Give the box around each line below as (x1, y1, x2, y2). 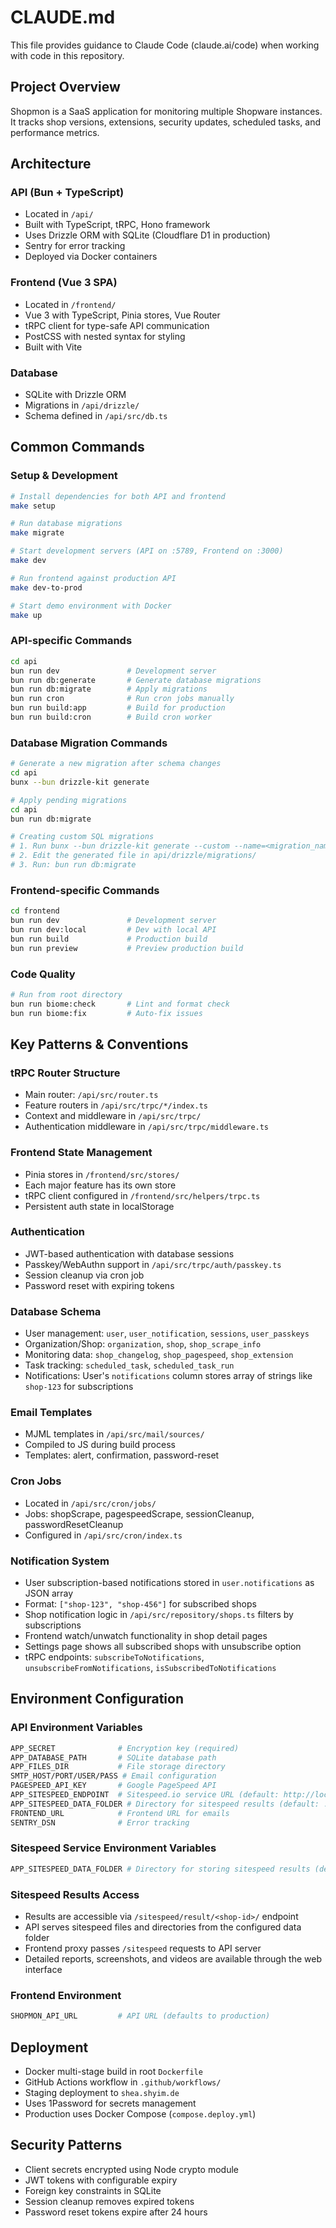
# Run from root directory (10, 989, 123, 1000)
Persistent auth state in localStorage (24, 1200, 175, 1212)
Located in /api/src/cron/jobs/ (24, 1497, 157, 1509)
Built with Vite (24, 341, 83, 353)
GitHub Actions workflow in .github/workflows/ (24, 2076, 222, 2088)
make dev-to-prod (10, 582, 83, 593)
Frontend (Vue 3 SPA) (10, 276, 118, 290)
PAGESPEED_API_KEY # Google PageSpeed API (10, 1781, 217, 1791)
